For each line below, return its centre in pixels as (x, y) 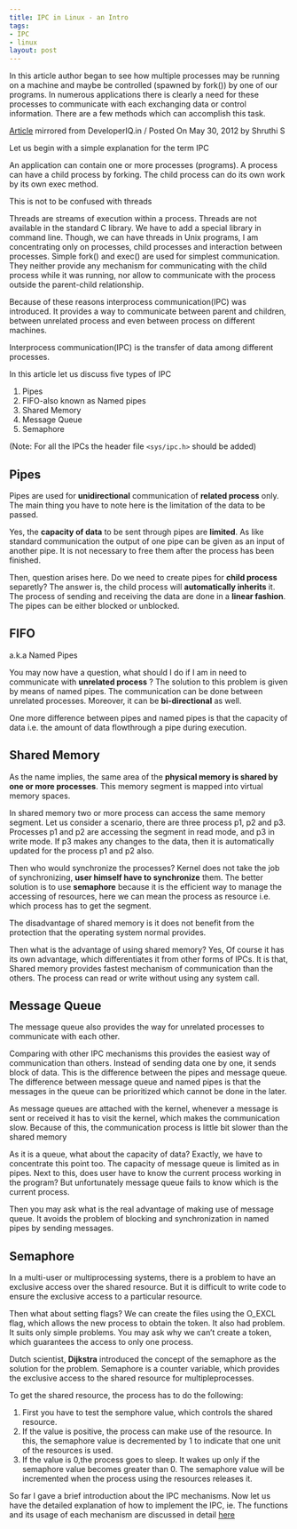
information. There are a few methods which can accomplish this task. (137, 114)
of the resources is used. (67, 1451)
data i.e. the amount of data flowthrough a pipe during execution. (128, 727)
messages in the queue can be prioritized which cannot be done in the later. (148, 1092)
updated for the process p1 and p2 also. (82, 851)
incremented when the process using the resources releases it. (137, 1479)
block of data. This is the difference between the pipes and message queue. (148, 1073)
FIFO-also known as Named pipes (84, 401)
